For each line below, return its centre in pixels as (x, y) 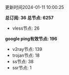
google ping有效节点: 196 (31, 39)
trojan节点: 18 (26, 55)
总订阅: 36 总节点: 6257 (29, 18)
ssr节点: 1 (22, 68)
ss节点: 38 (23, 61)
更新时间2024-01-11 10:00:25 (34, 7)
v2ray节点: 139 (27, 49)
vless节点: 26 (26, 28)
